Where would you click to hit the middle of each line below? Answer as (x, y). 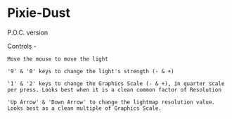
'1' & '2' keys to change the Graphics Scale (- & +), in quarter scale (116, 83)
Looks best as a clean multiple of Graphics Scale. (84, 108)
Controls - (22, 46)
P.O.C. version (28, 32)
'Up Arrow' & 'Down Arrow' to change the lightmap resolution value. (111, 102)
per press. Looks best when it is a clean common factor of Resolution (114, 89)
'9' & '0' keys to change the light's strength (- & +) (91, 71)
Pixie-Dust (39, 13)
